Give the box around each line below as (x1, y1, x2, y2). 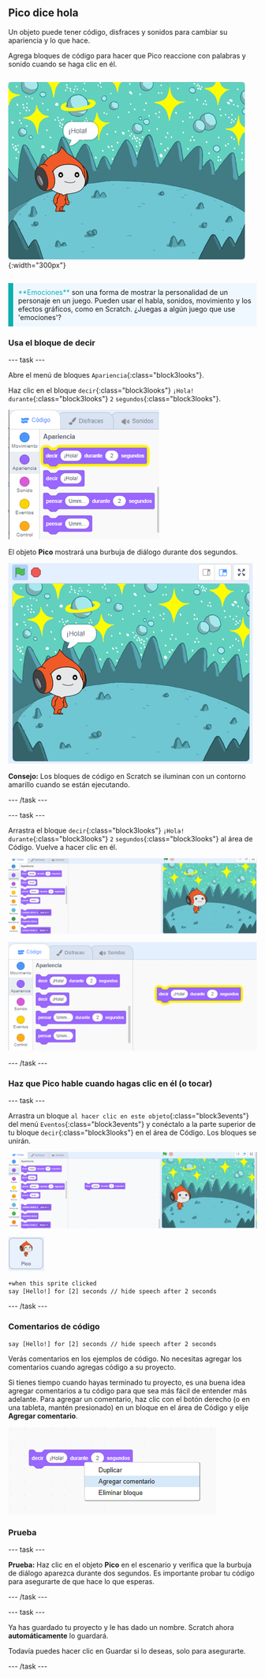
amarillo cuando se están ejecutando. (8, 780, 130, 789)
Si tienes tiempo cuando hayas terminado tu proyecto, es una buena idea (8, 1378, 246, 1387)
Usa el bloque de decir (8, 337, 96, 348)
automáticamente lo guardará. (8, 1631, 109, 1640)
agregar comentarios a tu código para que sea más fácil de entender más (8, 1385, 247, 1395)
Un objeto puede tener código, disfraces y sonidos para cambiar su (8, 27, 228, 36)
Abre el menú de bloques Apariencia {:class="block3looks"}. (8, 371, 205, 380)
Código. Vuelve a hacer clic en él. (8, 843, 118, 852)
